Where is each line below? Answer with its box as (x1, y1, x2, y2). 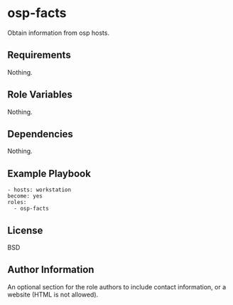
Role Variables (7, 89, 72, 101)
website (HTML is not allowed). (7, 290, 99, 299)
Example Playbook (7, 167, 91, 179)
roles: (7, 199, 27, 206)
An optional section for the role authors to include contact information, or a (7, 282, 227, 291)
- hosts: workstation (7, 186, 72, 193)
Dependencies (7, 128, 73, 140)
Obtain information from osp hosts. (7, 28, 110, 37)
